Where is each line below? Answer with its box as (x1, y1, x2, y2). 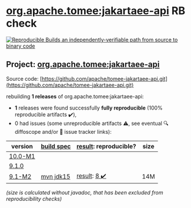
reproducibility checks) (6, 195, 62, 202)
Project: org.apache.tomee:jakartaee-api (6, 60, 160, 70)
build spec (41, 142, 71, 150)
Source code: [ (6, 75, 42, 82)
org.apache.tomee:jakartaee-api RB (6, 4, 186, 18)
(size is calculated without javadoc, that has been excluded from (6, 189, 163, 196)
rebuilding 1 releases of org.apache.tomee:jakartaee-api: (6, 93, 144, 100)
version (11, 142, 33, 150)
